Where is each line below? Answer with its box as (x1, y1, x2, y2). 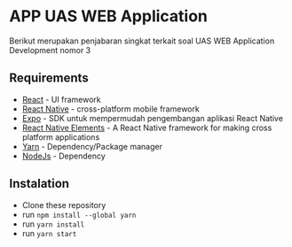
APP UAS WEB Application (9, 6, 209, 27)
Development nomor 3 (9, 44, 91, 55)
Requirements (9, 71, 89, 86)
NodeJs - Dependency (21, 151, 107, 161)
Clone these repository (21, 199, 107, 210)
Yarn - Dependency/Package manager (21, 141, 162, 151)
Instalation (9, 176, 69, 191)
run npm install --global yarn (21, 209, 137, 220)
